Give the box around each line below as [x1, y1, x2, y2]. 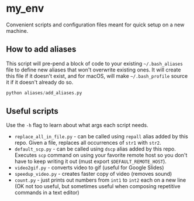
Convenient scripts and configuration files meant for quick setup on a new [6, 21, 185, 28]
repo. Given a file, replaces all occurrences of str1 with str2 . [14, 139, 162, 147]
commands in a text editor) [14, 189, 80, 196]
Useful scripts [6, 106, 58, 116]
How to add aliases [6, 45, 77, 54]
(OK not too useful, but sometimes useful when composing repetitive [14, 183, 181, 190]
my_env [6, 2, 44, 15]
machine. [6, 27, 29, 34]
